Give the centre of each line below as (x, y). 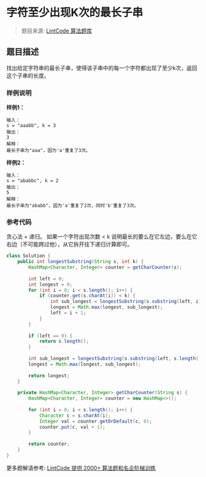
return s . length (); (64, 342)
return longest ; (49, 376)
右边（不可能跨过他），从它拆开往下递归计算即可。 (70, 244)
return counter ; (49, 444)
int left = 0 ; (46, 279)
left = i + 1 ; (68, 313)
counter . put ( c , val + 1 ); (72, 427)
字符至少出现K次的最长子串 (75, 13)
